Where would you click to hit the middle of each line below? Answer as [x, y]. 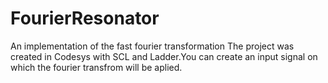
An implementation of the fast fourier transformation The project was [152, 46]
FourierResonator [85, 18]
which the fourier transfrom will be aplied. [96, 67]
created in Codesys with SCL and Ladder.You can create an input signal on [164, 56]
